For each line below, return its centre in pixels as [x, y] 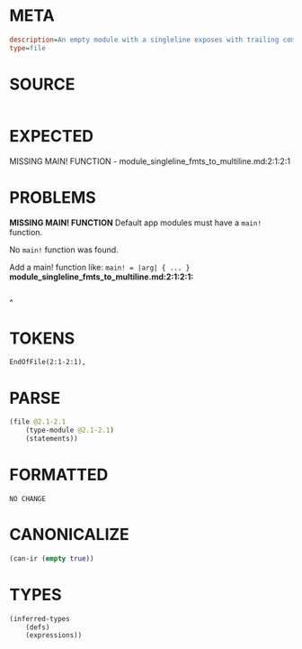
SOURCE [42, 84]
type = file [28, 48]
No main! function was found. [64, 250]
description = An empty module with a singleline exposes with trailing [144, 40]
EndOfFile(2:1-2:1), [48, 362]
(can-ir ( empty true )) [52, 558]
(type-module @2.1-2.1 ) [70, 430]
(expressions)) [54, 635]
